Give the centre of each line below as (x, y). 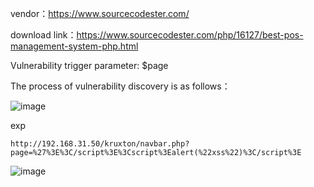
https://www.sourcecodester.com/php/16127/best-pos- (190, 35)
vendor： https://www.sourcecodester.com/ (100, 13)
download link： (43, 35)
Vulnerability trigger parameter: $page (89, 65)
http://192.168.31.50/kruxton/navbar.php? (100, 144)
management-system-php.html (74, 46)
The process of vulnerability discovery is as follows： (120, 86)
